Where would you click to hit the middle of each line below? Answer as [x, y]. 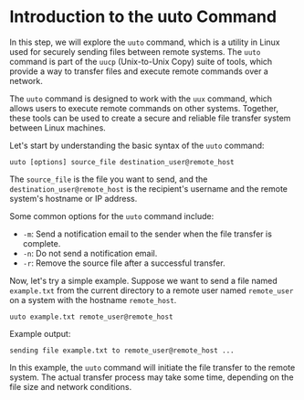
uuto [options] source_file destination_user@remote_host [122, 162]
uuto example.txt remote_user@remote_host [91, 317]
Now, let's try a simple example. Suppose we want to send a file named [144, 280]
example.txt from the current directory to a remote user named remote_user [152, 290]
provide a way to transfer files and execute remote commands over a [139, 71]
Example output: [40, 333]
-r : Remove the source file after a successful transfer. [124, 263]
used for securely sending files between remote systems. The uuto [135, 51]
